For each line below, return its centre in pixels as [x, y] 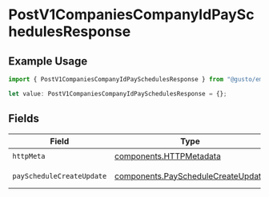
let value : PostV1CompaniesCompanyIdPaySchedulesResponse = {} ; [118, 93]
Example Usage [48, 61]
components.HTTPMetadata [168, 156]
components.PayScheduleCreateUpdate [191, 175]
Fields [24, 118]
